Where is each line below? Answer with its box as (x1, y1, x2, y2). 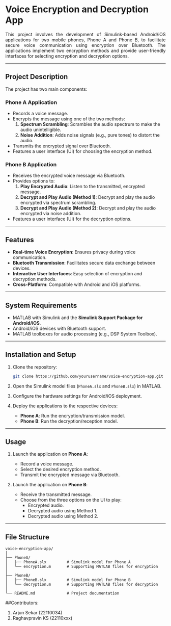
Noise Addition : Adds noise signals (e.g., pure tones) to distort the (20, 132, 160, 138)
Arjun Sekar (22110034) (12, 610, 63, 616)
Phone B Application (5, 161, 57, 168)
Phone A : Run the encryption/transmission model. (20, 412, 125, 419)
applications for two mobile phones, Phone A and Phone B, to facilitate (5, 37, 166, 43)
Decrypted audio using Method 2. (27, 513, 99, 519)
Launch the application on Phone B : (12, 482, 88, 488)
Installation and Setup (5, 350, 76, 359)
